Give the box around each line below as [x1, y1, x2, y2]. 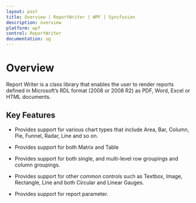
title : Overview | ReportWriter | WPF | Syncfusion [6, 14, 135, 20]
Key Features [6, 110, 56, 121]
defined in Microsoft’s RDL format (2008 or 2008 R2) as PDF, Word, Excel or [6, 86, 191, 94]
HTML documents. [6, 93, 51, 100]
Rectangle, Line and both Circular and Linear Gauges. [14, 179, 144, 186]
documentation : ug [6, 36, 51, 42]
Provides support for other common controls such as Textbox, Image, [14, 172, 183, 179]
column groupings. [14, 161, 60, 168]
